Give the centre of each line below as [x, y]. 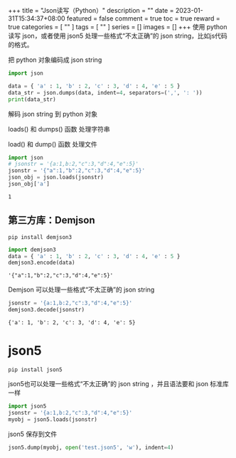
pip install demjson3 [40, 237]
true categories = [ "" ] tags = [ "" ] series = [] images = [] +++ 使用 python [118, 27]
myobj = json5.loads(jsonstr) [53, 419]
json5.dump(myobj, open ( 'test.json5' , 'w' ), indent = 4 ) [91, 447]
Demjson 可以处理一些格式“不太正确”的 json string [81, 289]
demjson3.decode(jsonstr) [46, 310]
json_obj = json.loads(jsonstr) [56, 177]
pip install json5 [35, 370]
